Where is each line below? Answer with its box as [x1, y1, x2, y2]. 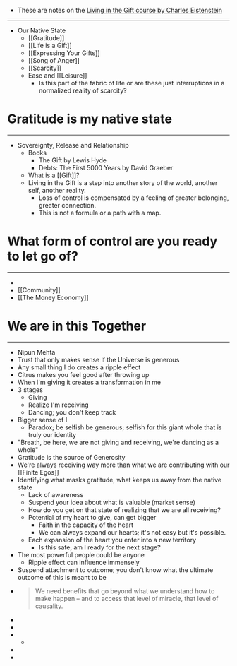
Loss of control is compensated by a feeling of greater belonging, [38, 194, 229, 202]
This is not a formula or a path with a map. [38, 208, 162, 217]
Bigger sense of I [17, 415, 68, 424]
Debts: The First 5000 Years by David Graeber [38, 163, 174, 172]
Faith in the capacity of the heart [38, 521, 134, 529]
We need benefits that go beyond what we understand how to [35, 586, 215, 595]
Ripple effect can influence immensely [28, 558, 140, 566]
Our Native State [17, 26, 66, 35]
